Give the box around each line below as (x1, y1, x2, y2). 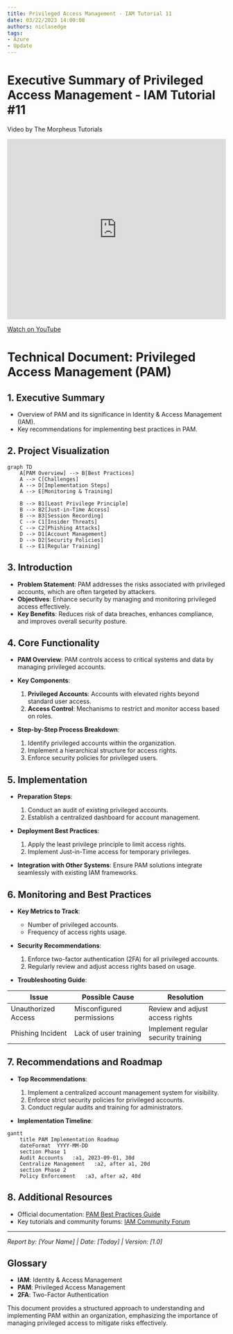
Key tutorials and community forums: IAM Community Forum (17, 1217, 191, 1225)
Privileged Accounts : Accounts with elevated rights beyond (27, 690, 200, 698)
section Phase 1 (19, 1148, 67, 1155)
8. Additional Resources (7, 1191, 113, 1203)
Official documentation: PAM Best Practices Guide (17, 1210, 161, 1218)
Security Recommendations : (17, 942, 102, 949)
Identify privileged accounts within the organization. (27, 739, 177, 748)
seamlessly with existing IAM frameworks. (17, 869, 138, 877)
